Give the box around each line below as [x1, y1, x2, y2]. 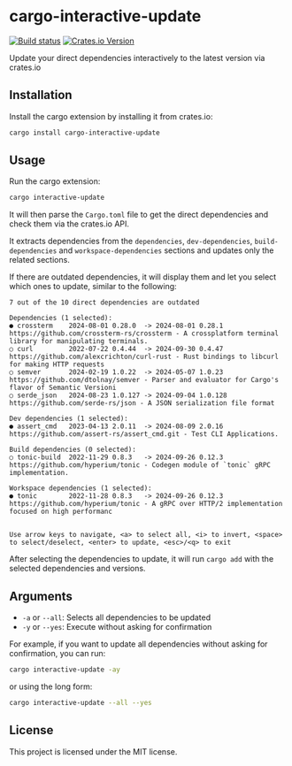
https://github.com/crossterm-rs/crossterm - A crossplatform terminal [9, 329, 279, 338]
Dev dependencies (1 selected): [9, 414, 128, 424]
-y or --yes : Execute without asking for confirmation [21, 622, 212, 632]
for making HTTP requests [9, 360, 104, 369]
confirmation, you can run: [9, 648, 106, 659]
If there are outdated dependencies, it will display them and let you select [9, 272, 277, 282]
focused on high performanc [9, 507, 113, 517]
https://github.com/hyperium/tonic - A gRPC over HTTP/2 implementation [9, 500, 283, 509]
